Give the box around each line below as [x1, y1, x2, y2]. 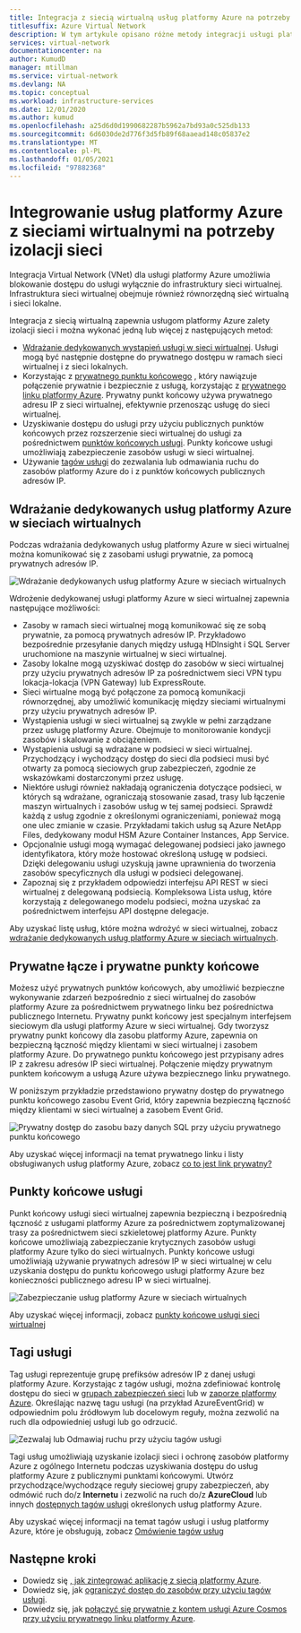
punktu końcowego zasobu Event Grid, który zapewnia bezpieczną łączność [9, 1094, 291, 1105]
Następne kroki [9, 1551, 97, 1567]
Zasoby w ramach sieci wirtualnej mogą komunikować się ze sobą [21, 620, 267, 631]
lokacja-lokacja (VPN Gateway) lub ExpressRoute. [21, 678, 207, 688]
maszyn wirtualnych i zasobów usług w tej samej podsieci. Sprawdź [21, 801, 273, 812]
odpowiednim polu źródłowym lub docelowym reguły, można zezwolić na [9, 1406, 279, 1417]
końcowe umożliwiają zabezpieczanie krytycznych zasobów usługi [9, 1236, 256, 1247]
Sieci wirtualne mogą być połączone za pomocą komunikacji [21, 687, 246, 697]
